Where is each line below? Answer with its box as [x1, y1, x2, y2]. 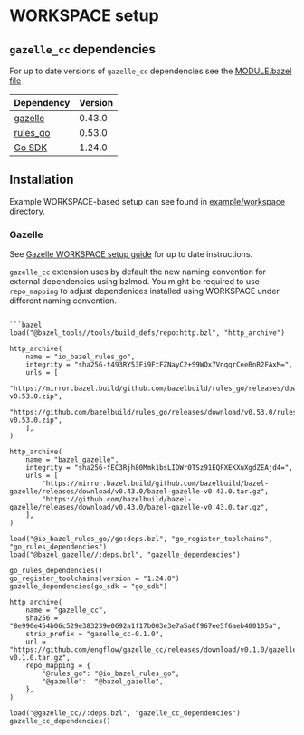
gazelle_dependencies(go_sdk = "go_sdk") [9, 582, 168, 591]
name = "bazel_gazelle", [25, 455, 119, 464]
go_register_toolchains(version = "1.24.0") [9, 574, 180, 584]
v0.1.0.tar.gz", [9, 654, 71, 663]
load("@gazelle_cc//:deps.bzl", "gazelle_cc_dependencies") [9, 709, 242, 718]
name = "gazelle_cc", [25, 606, 107, 616]
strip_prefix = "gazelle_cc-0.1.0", [25, 630, 165, 639]
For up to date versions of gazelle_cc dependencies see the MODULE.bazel [9, 65, 292, 76]
